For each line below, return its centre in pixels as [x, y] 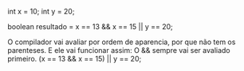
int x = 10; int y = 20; [41, 11]
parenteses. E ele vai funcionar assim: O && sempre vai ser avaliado [119, 50]
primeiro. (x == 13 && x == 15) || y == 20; [75, 59]
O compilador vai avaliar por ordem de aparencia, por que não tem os [122, 42]
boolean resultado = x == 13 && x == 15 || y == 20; [90, 26]
